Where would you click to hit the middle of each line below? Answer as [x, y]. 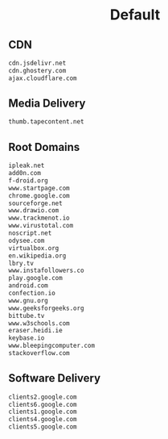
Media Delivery [47, 104]
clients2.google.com [43, 397]
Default [135, 15]
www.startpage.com [39, 188]
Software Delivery [55, 378]
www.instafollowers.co [46, 271]
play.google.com [35, 278]
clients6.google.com [43, 404]
